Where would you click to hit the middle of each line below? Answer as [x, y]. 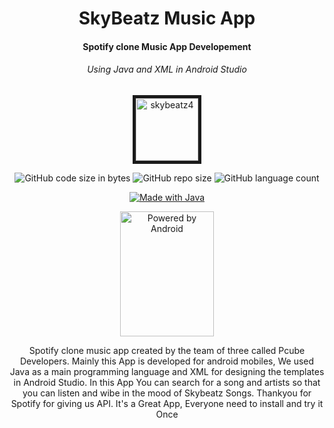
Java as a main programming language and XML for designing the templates [167, 371]
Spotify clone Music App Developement [167, 46]
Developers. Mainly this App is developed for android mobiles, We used [167, 361]
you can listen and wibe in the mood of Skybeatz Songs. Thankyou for [167, 393]
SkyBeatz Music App [167, 18]
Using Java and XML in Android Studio [167, 69]
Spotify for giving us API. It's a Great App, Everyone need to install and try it [167, 403]
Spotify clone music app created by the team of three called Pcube [167, 350]
